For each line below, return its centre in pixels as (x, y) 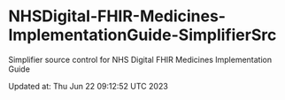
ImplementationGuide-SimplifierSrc (142, 35)
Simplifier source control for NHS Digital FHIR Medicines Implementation (140, 59)
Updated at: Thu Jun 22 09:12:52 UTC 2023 (89, 86)
